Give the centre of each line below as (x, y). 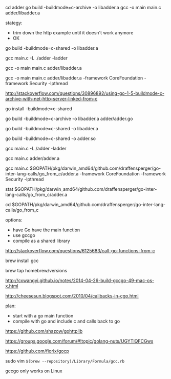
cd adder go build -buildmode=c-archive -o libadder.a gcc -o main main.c (83, 7)
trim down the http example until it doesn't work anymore (73, 33)
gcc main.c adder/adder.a (33, 158)
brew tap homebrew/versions (36, 271)
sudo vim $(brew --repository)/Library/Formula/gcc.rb (65, 361)
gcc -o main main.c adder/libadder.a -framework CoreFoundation (74, 78)
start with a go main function (43, 316)
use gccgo (24, 235)
